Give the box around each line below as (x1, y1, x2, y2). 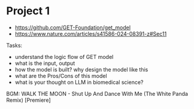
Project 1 (6, 4, 50, 18)
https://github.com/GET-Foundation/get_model (14, 24, 131, 31)
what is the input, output (14, 60, 75, 67)
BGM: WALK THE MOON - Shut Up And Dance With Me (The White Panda (6, 90, 189, 97)
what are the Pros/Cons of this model (14, 72, 107, 79)
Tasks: (6, 42, 23, 49)
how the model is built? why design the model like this (14, 66, 148, 73)
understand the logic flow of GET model (14, 53, 114, 60)
